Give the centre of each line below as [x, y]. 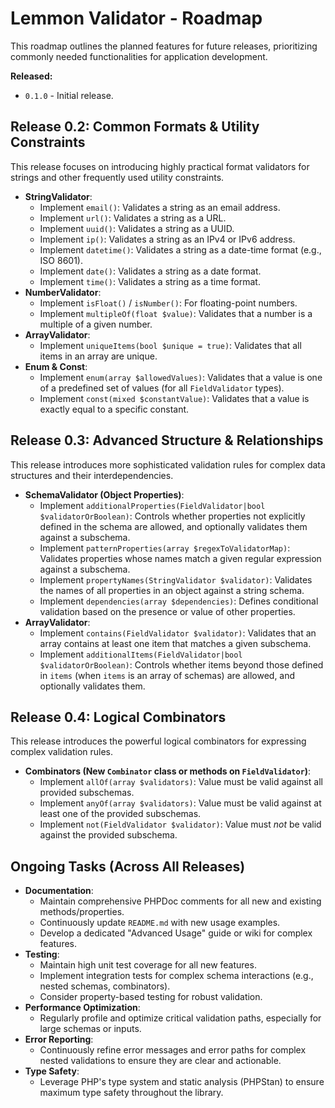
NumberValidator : [63, 292]
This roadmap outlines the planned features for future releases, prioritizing [164, 46]
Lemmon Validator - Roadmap [136, 18]
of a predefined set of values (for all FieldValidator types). [162, 388]
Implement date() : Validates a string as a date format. [150, 271]
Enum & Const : [56, 366]
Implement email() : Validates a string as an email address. [160, 207]
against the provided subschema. [108, 835]
